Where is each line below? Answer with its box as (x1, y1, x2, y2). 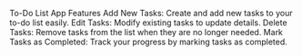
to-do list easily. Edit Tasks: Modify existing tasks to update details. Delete (9, 17, 288, 28)
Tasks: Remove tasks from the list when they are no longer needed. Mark (9, 27, 284, 37)
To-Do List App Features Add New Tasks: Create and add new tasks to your (9, 8, 293, 18)
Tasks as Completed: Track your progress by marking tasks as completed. (9, 36, 288, 47)
